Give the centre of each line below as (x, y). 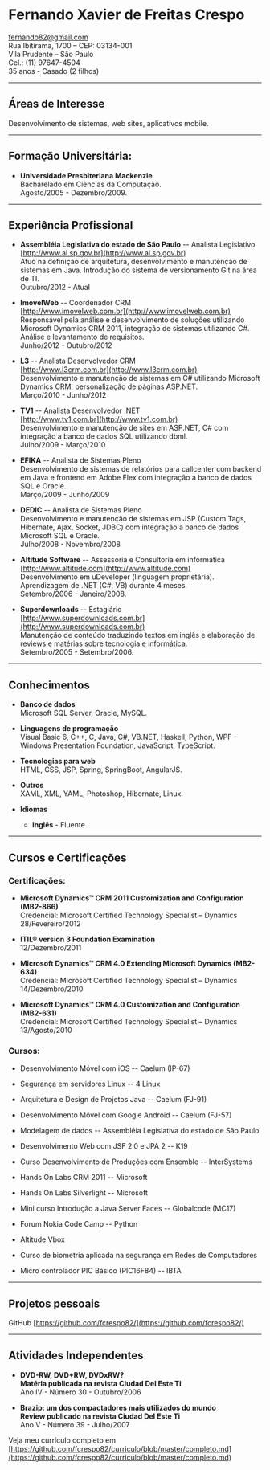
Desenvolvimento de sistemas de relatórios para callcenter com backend (141, 469)
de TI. (30, 279)
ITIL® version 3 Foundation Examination (87, 939)
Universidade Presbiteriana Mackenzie (86, 175)
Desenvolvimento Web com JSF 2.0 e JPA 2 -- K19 (104, 1146)
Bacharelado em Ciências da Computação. (91, 184)
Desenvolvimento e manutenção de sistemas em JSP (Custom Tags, (133, 519)
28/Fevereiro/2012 (51, 923)
